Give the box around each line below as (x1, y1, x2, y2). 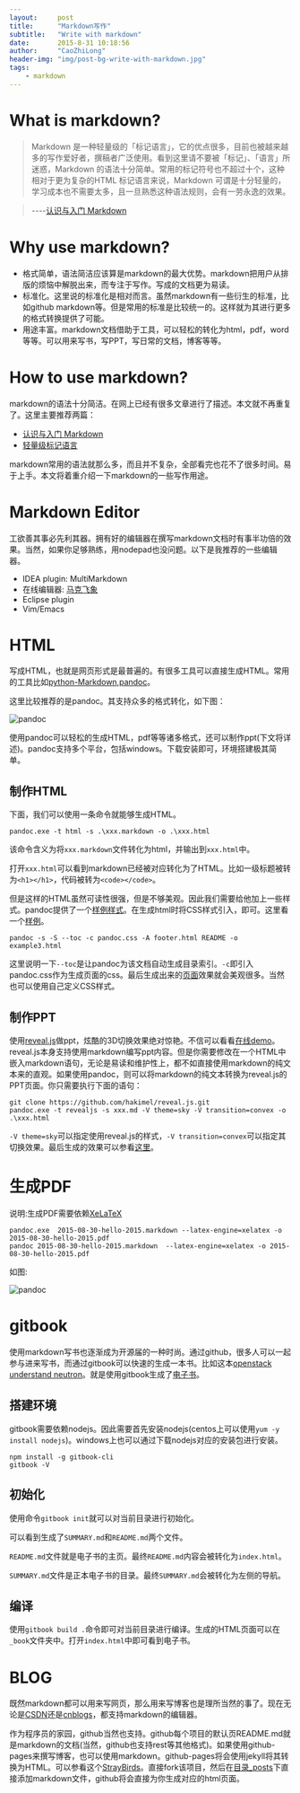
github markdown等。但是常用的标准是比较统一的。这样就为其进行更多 (30, 302, 291, 312)
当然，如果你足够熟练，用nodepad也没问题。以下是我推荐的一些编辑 (24, 544, 278, 555)
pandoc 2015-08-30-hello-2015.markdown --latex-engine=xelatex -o (9, 1242, 267, 1251)
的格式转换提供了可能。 (21, 312, 109, 323)
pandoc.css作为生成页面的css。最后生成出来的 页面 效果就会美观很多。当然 (9, 970, 285, 980)
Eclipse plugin (21, 593, 74, 604)
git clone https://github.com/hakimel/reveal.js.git (9, 1098, 210, 1107)
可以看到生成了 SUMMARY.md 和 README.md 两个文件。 (9, 1532, 188, 1543)
